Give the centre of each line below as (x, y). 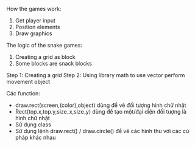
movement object (28, 82)
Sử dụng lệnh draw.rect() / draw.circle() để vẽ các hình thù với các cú (102, 131)
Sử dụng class (33, 125)
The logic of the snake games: (44, 45)
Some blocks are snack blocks (54, 63)
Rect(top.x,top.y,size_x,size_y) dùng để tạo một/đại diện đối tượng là (101, 111)
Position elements (37, 27)
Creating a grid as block (45, 57)
